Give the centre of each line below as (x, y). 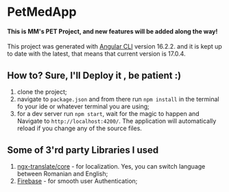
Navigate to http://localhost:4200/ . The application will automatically (117, 121)
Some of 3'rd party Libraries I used (83, 150)
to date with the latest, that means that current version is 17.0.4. (97, 54)
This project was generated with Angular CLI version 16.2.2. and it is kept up (115, 47)
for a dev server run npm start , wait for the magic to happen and (108, 114)
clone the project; (42, 92)
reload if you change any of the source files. (80, 128)
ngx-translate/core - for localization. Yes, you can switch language (111, 167)
